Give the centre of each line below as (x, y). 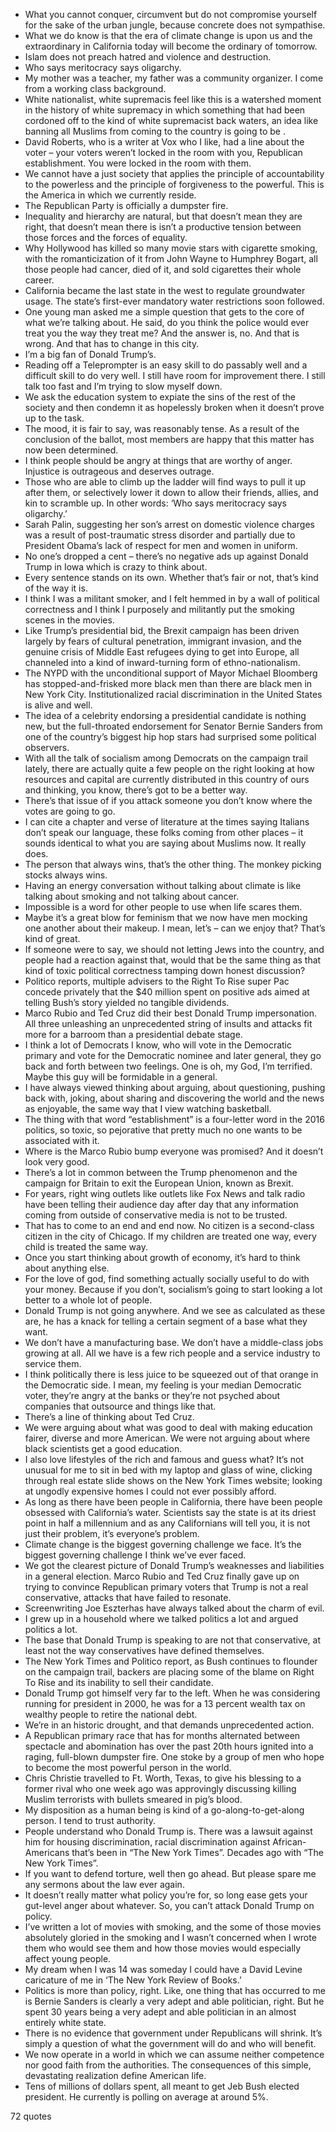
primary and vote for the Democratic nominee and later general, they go (173, 1055)
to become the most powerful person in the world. (128, 1767)
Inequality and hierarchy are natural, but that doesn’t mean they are (163, 216)
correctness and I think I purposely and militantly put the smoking (159, 609)
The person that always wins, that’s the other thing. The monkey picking (173, 864)
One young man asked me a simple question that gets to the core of (164, 312)
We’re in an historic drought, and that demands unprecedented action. (169, 1725)
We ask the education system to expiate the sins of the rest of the (160, 397)
